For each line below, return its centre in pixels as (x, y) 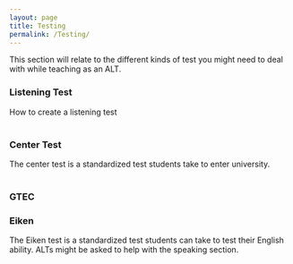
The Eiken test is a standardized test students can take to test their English (147, 240)
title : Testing (38, 26)
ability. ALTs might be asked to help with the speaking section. (124, 250)
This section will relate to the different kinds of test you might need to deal (146, 60)
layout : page (34, 17)
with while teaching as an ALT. (65, 69)
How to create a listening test (64, 112)
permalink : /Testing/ (50, 34)
